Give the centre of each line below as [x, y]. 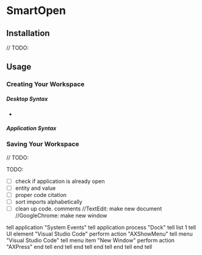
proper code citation [41, 195]
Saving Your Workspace [43, 144]
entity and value [35, 188]
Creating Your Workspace [45, 84]
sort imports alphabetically [49, 201]
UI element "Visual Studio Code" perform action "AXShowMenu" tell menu [100, 234]
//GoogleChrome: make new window [61, 215]
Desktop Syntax [27, 99]
